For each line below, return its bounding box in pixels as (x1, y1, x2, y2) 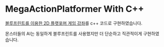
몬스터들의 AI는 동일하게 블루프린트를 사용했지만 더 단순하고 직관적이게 (5, 30, 143, 36)
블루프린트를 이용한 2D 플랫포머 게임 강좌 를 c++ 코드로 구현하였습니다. (5, 20, 143, 26)
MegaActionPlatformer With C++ (5, 3, 144, 15)
